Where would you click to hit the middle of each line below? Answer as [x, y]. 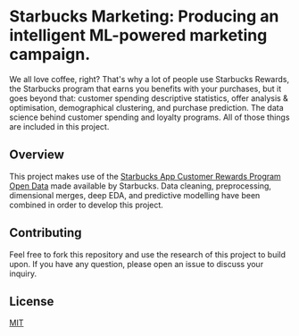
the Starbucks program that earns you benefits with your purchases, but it [145, 88]
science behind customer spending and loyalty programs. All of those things [149, 117]
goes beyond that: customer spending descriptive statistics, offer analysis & [149, 98]
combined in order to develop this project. [86, 205]
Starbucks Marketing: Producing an [144, 17]
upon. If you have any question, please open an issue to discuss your [137, 264]
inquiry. [23, 273]
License [32, 301]
